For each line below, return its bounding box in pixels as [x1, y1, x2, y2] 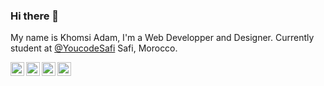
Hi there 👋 [10, 9, 60, 23]
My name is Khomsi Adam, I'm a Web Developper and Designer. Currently [10, 32, 315, 44]
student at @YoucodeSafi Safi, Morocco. [10, 42, 178, 54]
